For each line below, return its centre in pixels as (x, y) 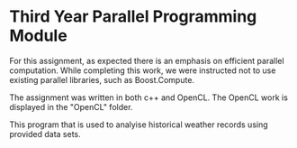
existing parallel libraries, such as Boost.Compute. (102, 79)
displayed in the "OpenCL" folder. (71, 106)
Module (38, 36)
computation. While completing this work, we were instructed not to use (143, 70)
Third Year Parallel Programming (133, 17)
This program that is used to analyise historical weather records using (139, 125)
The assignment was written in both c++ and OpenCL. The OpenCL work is (148, 97)
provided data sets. (45, 134)
